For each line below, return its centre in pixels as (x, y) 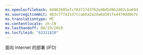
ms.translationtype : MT (30, 19)
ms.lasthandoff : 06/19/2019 (34, 28)
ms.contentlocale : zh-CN (31, 24)
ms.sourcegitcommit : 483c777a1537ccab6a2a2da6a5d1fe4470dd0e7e (72, 14)
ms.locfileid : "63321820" (32, 33)
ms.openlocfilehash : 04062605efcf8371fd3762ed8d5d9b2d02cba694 (72, 10)
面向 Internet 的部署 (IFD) (31, 47)
